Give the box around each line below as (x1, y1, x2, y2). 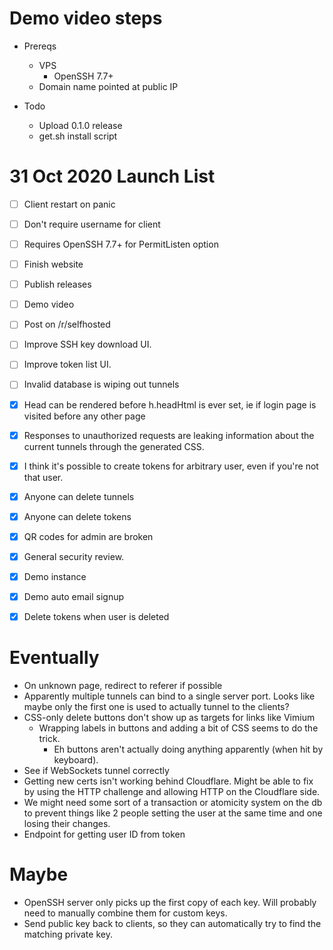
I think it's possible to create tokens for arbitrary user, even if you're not (23, 460, 319, 472)
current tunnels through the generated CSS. (23, 440, 205, 452)
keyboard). (53, 754, 99, 766)
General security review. (23, 550, 125, 562)
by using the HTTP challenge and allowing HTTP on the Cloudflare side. (23, 786, 321, 798)
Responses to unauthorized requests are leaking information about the (23, 429, 315, 441)
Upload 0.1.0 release (38, 119, 123, 131)
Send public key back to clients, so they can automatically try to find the (23, 918, 322, 929)
